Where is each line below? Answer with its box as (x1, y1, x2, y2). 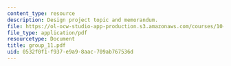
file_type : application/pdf (7, 29, 88, 36)
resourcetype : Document (7, 36, 76, 43)
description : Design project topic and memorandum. (7, 16, 158, 23)
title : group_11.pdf (7, 42, 67, 49)
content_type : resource (7, 10, 76, 17)
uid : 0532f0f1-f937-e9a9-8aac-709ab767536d (7, 49, 134, 56)
